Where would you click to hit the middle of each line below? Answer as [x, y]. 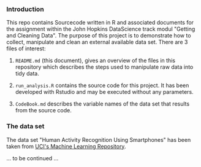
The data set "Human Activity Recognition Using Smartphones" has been [99, 139]
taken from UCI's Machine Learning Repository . [66, 146]
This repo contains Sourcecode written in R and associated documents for [100, 23]
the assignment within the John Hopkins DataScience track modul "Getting [101, 29]
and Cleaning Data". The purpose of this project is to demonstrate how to [99, 36]
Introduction [25, 9]
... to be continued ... [32, 158]
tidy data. [27, 74]
